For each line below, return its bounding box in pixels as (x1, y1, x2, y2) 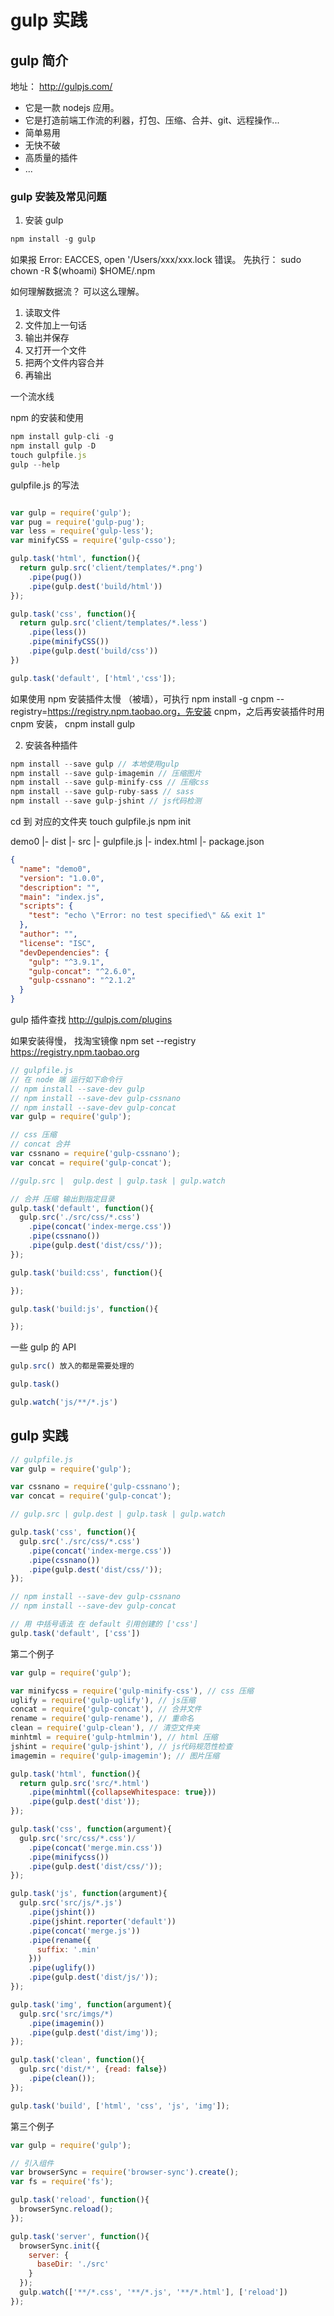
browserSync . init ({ (19, 2241, 101, 2251)
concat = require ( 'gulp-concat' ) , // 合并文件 (10, 1704, 202, 1715)
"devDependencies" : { (19, 947, 110, 958)
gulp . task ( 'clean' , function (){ (10, 2055, 145, 2065)
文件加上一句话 (24, 319, 87, 331)
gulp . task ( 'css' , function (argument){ (10, 1824, 172, 1835)
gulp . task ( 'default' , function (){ (10, 1203, 155, 1213)
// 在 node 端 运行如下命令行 (10, 1074, 123, 1085)
